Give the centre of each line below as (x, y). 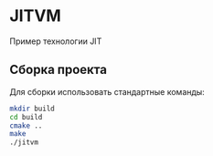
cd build (26, 117)
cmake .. (26, 125)
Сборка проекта (59, 70)
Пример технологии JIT (56, 41)
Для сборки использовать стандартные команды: (107, 91)
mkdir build (32, 109)
